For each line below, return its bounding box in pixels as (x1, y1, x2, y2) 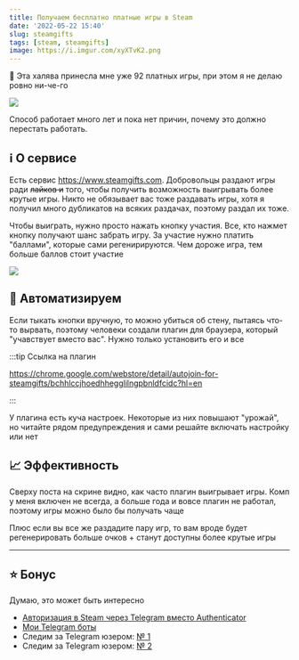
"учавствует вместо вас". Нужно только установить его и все (9, 333, 245, 344)
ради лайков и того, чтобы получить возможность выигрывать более (9, 183, 274, 194)
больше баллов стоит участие (9, 249, 125, 259)
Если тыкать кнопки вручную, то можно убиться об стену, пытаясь (9, 314, 265, 325)
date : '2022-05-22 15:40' (9, 21, 105, 30)
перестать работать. (9, 124, 88, 134)
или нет (9, 431, 38, 442)
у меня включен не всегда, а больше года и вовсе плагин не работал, (9, 495, 277, 506)
